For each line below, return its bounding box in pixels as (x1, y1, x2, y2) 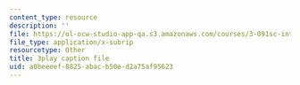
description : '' (9, 21, 70, 30)
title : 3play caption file (9, 54, 110, 63)
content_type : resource (9, 12, 98, 22)
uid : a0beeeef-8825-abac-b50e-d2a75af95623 (9, 63, 174, 72)
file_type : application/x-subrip (9, 37, 134, 47)
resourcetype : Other (9, 46, 87, 55)
